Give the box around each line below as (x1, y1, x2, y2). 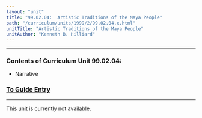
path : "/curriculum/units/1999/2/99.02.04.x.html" (6, 20, 136, 26)
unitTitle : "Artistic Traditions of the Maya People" (6, 25, 144, 32)
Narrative (14, 70, 38, 78)
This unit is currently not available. (6, 105, 91, 112)
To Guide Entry (6, 85, 51, 94)
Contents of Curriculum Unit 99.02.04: (6, 57, 122, 65)
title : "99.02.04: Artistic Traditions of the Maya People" (6, 14, 163, 20)
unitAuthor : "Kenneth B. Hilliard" (6, 31, 96, 37)
